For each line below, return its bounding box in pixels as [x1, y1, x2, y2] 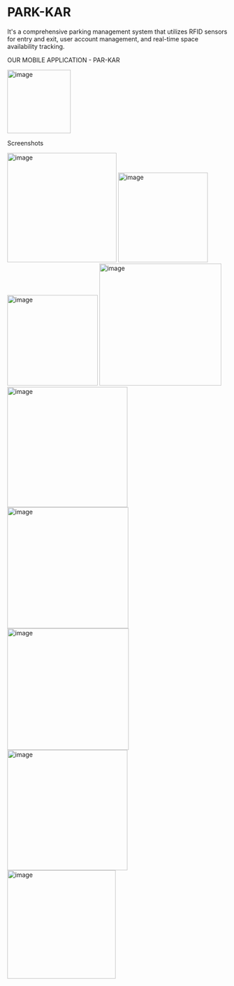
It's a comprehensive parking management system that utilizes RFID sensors [7, 27, 228, 36]
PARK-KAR [7, 4, 71, 20]
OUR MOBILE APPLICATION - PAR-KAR [7, 55, 120, 64]
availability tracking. [7, 42, 65, 50]
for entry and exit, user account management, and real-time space [7, 34, 199, 43]
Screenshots [7, 139, 44, 147]
